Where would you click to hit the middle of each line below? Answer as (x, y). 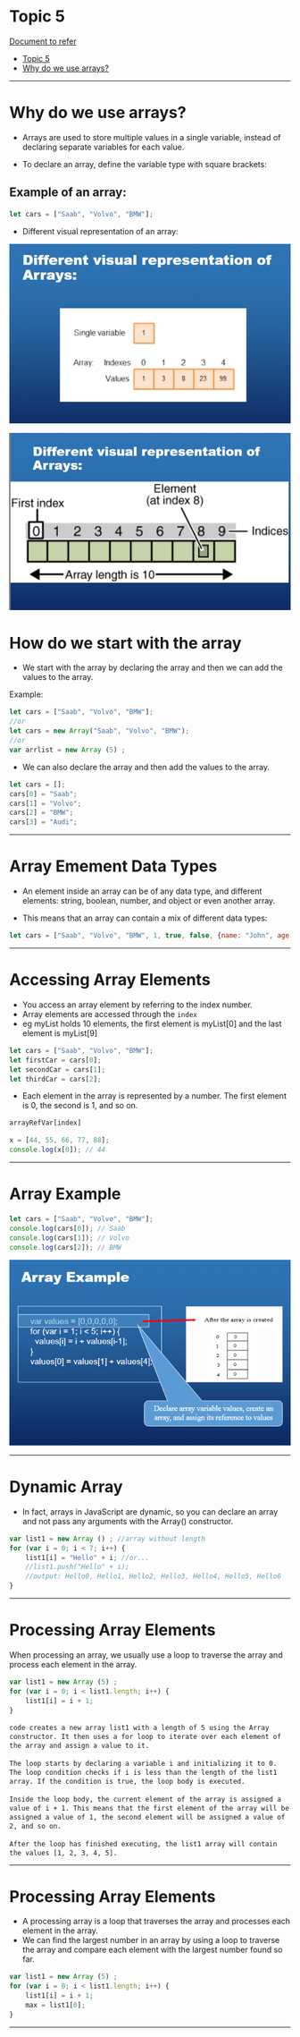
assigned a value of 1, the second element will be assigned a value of (147, 1817)
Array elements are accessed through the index (110, 1014)
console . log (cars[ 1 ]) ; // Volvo (69, 1238)
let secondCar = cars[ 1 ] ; (57, 1069)
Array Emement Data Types (113, 866)
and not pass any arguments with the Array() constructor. (128, 1521)
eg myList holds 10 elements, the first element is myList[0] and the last (152, 1023)
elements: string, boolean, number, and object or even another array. (149, 901)
